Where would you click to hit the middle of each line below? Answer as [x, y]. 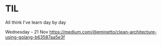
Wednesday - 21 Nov [27, 32]
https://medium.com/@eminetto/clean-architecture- [103, 32]
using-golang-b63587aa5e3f [35, 37]
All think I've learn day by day [36, 22]
